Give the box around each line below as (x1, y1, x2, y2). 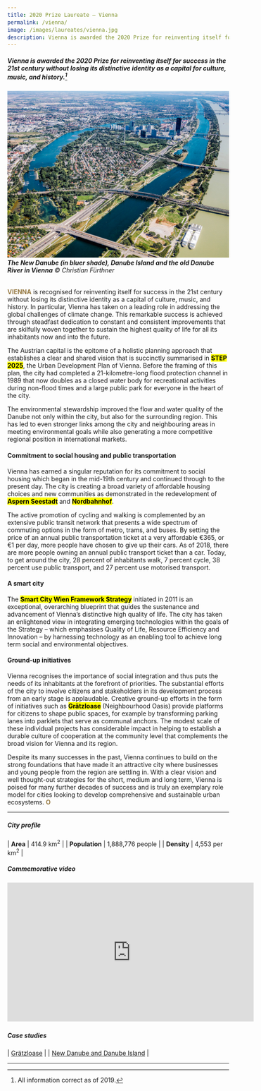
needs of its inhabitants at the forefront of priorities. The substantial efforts (7, 680, 224, 688)
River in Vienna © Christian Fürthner (7, 265, 115, 275)
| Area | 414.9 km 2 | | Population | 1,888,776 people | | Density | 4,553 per (7, 838, 223, 848)
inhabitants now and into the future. (7, 332, 110, 342)
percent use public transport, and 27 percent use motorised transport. (7, 563, 211, 572)
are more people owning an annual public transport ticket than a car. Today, (7, 548, 227, 557)
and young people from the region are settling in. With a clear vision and (7, 768, 217, 776)
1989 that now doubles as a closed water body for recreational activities (7, 376, 216, 385)
